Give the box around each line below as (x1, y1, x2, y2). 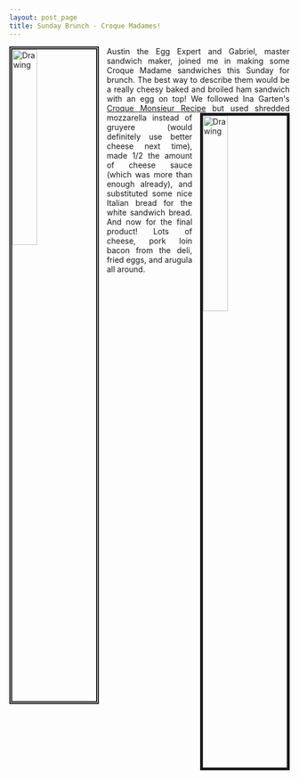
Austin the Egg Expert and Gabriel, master (106, 45, 290, 56)
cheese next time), (106, 140, 193, 152)
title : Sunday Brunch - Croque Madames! (9, 21, 162, 30)
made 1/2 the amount (106, 150, 193, 160)
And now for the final (106, 216, 193, 227)
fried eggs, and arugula (106, 254, 193, 265)
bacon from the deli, (106, 244, 193, 255)
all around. (106, 264, 146, 275)
